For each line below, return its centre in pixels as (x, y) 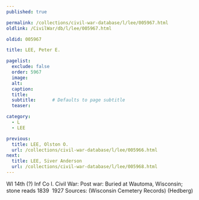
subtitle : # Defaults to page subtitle (68, 100)
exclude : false (31, 67)
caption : (23, 89)
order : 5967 (27, 72)
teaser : (21, 106)
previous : (19, 139)
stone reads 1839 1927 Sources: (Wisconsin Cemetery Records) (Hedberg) (100, 190)
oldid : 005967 (24, 39)
